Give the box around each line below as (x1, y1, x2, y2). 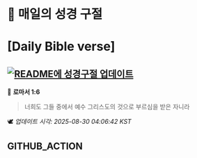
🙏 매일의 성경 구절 (7, 6, 103, 22)
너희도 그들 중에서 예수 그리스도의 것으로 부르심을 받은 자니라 (24, 102, 190, 111)
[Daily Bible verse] (7, 39, 116, 54)
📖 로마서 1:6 (7, 88, 40, 96)
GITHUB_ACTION (7, 140, 84, 152)
